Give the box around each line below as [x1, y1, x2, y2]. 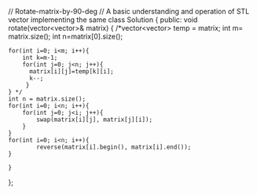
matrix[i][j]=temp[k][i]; [28, 68, 114, 75]
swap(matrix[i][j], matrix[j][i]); [36, 116, 153, 123]
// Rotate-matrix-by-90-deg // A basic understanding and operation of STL [8, 7, 250, 16]
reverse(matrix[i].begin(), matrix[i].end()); [36, 143, 192, 151]
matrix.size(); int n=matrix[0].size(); [8, 31, 123, 41]
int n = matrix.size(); [8, 95, 86, 103]
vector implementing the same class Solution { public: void [8, 15, 198, 24]
